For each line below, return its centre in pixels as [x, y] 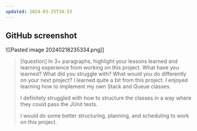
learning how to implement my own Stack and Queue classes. [96, 87]
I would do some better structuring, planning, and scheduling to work [104, 116]
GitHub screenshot [41, 36]
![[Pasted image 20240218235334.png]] [55, 50]
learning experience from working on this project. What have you [99, 68]
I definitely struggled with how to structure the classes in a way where [106, 98]
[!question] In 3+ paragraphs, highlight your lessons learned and [99, 61]
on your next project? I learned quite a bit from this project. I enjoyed [104, 80]
